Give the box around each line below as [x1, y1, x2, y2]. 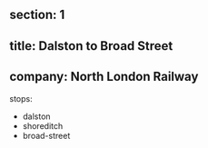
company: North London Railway [9, 69, 199, 84]
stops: [9, 93, 34, 104]
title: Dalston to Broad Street [9, 38, 173, 54]
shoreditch [22, 120, 64, 131]
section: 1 [9, 7, 65, 23]
